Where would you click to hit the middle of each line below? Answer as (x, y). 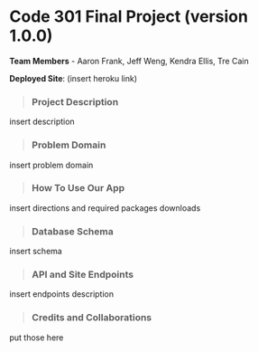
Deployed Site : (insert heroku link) (74, 78)
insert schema (36, 252)
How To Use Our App (78, 188)
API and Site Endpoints (82, 275)
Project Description (75, 101)
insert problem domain (51, 165)
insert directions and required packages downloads (105, 208)
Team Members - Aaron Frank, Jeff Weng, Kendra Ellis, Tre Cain (129, 61)
